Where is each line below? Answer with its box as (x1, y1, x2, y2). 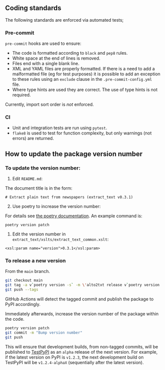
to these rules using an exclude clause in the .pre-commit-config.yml (12, 76, 152, 82)
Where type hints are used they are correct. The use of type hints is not (12, 87, 158, 93)
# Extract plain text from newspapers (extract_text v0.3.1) (5, 195, 133, 200)
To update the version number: (5, 165, 81, 171)
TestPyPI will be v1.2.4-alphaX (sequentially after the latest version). (5, 359, 144, 365)
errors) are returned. (12, 135, 54, 141)
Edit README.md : (12, 176, 43, 182)
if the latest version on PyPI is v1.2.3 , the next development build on (5, 354, 144, 360)
